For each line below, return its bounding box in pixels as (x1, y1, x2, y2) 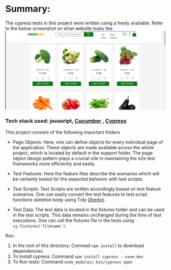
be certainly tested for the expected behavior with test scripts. (12, 176, 144, 182)
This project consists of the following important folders (5, 129, 121, 135)
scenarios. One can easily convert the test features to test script (12, 191, 148, 197)
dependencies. (12, 248, 44, 254)
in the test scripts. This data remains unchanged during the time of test (12, 212, 162, 218)
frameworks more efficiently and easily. (12, 160, 96, 167)
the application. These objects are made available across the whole (12, 144, 154, 150)
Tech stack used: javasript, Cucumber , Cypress (5, 118, 127, 125)
